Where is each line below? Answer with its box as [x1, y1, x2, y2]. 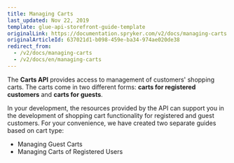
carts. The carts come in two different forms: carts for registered [7, 82, 196, 91]
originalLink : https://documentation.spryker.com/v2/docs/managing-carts [7, 30, 228, 37]
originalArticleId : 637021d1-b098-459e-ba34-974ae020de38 [7, 37, 180, 44]
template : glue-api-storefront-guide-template [7, 23, 146, 30]
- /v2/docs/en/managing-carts [13, 56, 102, 63]
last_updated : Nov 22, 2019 [7, 17, 90, 24]
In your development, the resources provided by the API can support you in [7, 103, 224, 112]
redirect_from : [7, 43, 52, 50]
